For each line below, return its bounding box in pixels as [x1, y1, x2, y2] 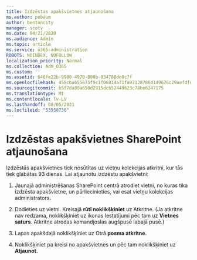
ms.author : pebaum [6, 14, 51, 20]
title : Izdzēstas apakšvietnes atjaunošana [6, 8, 114, 15]
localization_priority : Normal [6, 58, 83, 64]
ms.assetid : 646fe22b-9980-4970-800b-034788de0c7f [6, 74, 133, 80]
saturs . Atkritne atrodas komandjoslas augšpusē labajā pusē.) [14, 218, 165, 225]
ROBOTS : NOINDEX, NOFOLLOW [6, 52, 72, 58]
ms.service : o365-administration [6, 47, 88, 53]
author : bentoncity [6, 19, 54, 25]
